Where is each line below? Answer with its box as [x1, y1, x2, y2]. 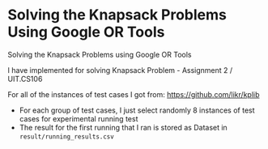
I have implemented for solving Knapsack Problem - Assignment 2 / [7, 65, 233, 74]
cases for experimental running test [19, 113, 138, 123]
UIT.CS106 [7, 74, 43, 83]
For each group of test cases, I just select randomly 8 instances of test [19, 105, 256, 115]
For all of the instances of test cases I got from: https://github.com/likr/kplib [7, 89, 260, 99]
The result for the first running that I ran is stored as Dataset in [19, 122, 228, 132]
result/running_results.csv [19, 132, 114, 141]
